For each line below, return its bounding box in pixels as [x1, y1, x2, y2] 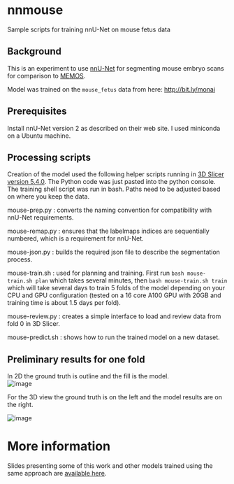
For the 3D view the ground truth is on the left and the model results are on [7, 393, 222, 401]
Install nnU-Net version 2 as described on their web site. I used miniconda [7, 124, 221, 132]
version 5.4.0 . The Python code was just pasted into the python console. [7, 178, 216, 186]
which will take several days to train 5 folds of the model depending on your [7, 284, 226, 292]
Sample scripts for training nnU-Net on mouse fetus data [7, 25, 171, 34]
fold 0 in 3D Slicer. [7, 320, 61, 328]
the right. [7, 401, 34, 409]
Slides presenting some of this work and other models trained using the [7, 462, 213, 470]
